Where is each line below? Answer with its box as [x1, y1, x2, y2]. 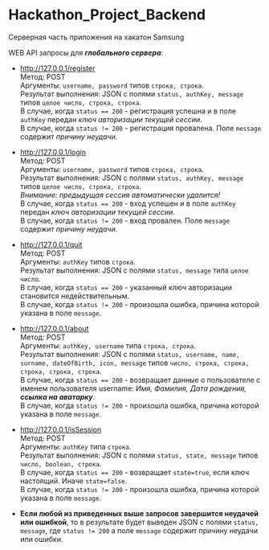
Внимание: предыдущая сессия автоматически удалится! [19, 190, 221, 199]
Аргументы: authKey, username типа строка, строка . [19, 340, 197, 351]
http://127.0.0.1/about [19, 323, 89, 333]
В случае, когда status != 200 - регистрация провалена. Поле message [19, 123, 262, 133]
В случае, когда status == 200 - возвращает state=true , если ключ [19, 467, 250, 477]
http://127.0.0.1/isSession [19, 425, 102, 434]
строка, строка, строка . [19, 366, 102, 376]
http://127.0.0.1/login [19, 147, 87, 157]
